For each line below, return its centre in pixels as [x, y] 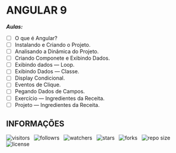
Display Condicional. [40, 78]
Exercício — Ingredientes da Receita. [60, 98]
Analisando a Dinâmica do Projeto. [57, 51]
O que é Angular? [36, 38]
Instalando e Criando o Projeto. [52, 45]
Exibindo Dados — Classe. [47, 71]
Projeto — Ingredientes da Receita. [57, 105]
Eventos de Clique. [38, 85]
